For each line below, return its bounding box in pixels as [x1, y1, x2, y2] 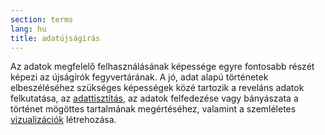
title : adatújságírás [10, 33, 101, 43]
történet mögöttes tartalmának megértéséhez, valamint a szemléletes [10, 103, 297, 115]
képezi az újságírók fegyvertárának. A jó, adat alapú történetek [10, 71, 269, 83]
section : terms [10, 14, 74, 25]
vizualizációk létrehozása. [10, 114, 117, 126]
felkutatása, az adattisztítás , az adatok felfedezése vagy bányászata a [10, 92, 299, 105]
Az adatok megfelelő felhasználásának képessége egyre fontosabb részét [10, 61, 315, 73]
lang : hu [10, 24, 47, 34]
